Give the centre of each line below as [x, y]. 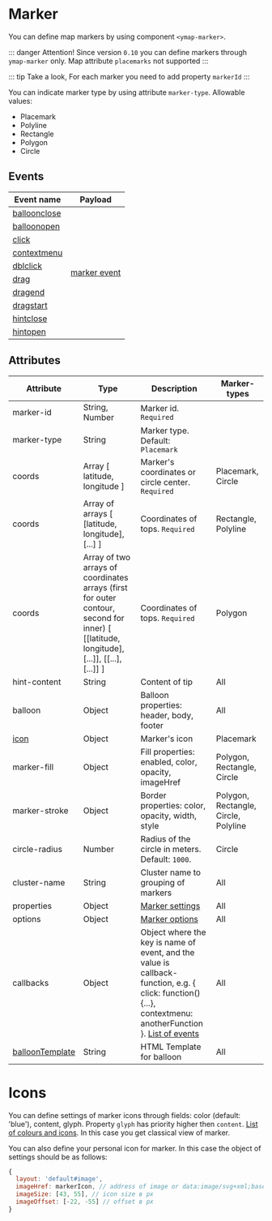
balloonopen [36, 226]
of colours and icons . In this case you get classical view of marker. [119, 1133]
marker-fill [33, 767]
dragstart [30, 305]
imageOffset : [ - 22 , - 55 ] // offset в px [85, 1202]
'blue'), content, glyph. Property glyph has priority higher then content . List [133, 1124]
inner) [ [97, 628]
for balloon [161, 1056]
